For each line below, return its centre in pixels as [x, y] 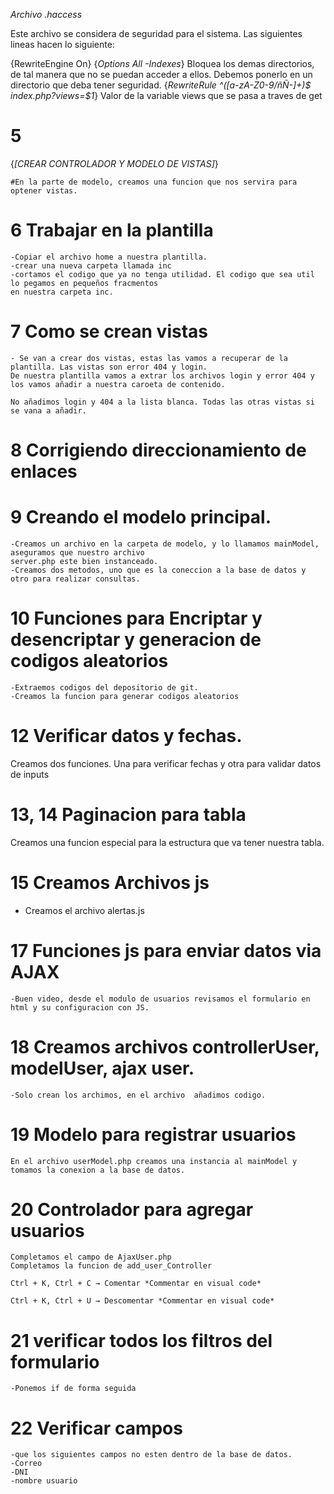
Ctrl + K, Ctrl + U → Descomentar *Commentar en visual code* [142, 1301]
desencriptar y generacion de [136, 640]
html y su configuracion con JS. [80, 1007]
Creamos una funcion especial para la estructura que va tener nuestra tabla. [167, 842]
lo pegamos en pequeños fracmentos [84, 283]
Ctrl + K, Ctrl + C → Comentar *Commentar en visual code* [136, 1284]
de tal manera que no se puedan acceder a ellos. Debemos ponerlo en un [161, 74]
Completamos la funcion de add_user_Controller [111, 1266]
